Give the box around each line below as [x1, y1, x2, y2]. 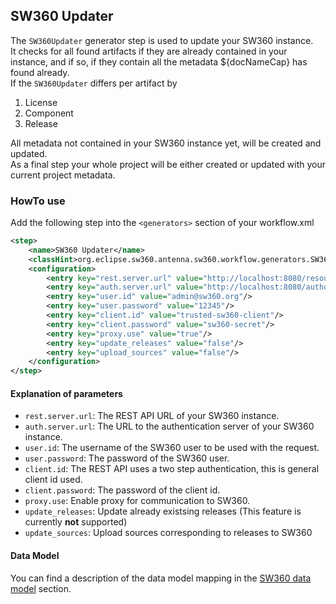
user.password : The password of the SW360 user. [24, 452, 230, 464]
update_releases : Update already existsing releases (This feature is [24, 505, 302, 518]
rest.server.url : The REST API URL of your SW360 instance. [24, 410, 280, 422]
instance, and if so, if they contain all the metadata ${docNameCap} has [10, 55, 308, 68]
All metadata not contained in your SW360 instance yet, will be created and [10, 137, 322, 149]
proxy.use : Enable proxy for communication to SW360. [24, 495, 251, 507]
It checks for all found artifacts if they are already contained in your [10, 45, 288, 57]
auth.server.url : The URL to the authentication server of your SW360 [24, 420, 315, 433]
